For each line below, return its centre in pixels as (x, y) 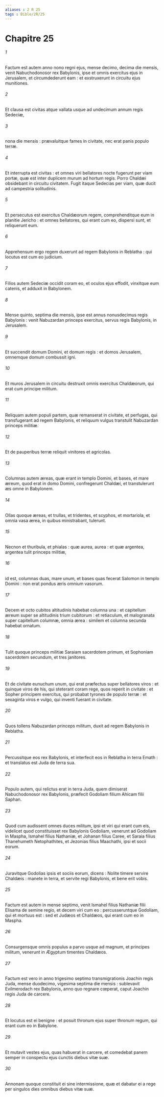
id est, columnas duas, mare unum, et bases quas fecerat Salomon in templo (82, 578)
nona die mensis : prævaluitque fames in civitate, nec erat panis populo (77, 141)
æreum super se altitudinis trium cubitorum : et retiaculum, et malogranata (80, 615)
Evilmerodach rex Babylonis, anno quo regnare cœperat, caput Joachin (77, 989)
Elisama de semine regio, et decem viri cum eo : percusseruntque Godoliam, (82, 910)
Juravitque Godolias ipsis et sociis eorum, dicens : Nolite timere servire (77, 873)
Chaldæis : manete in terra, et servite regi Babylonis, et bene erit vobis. (77, 878)
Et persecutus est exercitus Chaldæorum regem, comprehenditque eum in (80, 215)
